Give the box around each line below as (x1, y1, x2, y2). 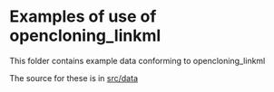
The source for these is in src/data (9, 72, 139, 83)
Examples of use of (9, 6, 157, 27)
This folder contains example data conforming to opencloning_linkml (9, 55, 266, 66)
